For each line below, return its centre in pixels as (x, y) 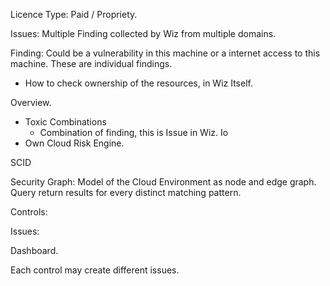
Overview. (31, 102)
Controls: (29, 212)
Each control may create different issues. (95, 270)
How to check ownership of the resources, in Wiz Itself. (138, 83)
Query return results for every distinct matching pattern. (126, 192)
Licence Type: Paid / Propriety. (74, 14)
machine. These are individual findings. (91, 63)
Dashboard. (34, 250)
